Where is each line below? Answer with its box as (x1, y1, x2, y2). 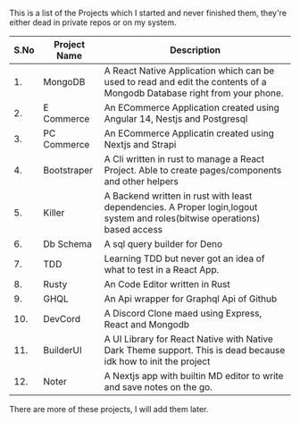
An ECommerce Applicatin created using (104, 127, 275, 140)
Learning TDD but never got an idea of (104, 252, 265, 265)
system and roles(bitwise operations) (104, 212, 261, 224)
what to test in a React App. (104, 264, 220, 275)
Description (169, 44, 221, 56)
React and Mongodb (104, 318, 190, 330)
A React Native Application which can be (104, 64, 275, 77)
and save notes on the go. (104, 381, 212, 393)
